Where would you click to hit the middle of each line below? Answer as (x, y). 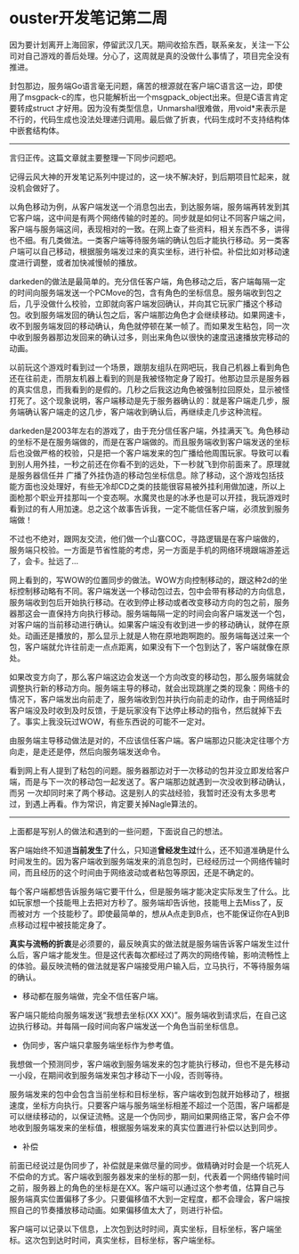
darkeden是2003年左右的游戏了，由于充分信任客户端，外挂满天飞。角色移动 (149, 430)
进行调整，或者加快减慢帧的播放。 (79, 262)
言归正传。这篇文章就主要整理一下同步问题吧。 (95, 158)
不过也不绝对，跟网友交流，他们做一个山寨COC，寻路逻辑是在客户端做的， (147, 538)
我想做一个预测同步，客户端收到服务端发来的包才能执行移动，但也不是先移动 (149, 1064)
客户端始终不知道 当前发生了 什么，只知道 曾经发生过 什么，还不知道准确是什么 (149, 850)
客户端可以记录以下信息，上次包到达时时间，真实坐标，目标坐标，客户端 (141, 1229)
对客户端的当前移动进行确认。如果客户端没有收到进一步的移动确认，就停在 (145, 624)
